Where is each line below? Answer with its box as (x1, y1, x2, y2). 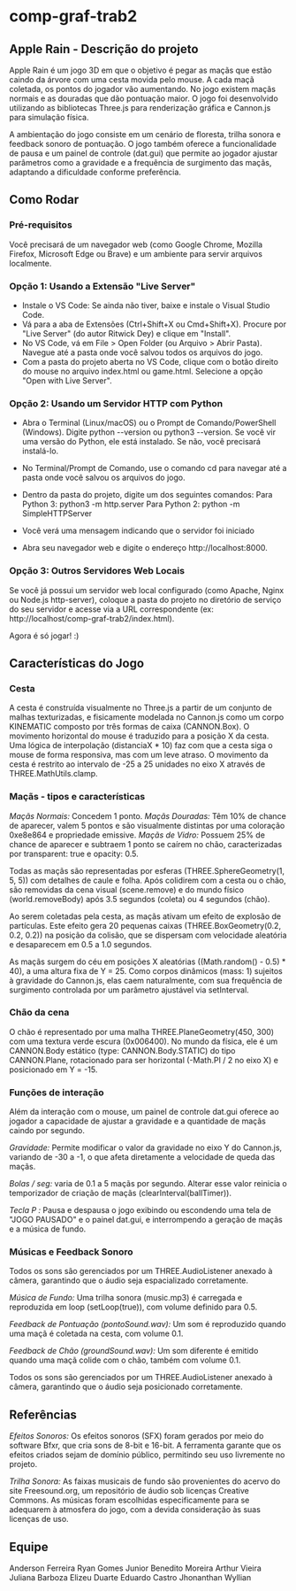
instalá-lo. (21, 445, 59, 457)
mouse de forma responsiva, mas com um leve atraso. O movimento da (9, 750, 269, 761)
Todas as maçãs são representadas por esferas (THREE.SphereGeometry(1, (9, 865, 285, 876)
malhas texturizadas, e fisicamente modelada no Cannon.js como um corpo (9, 712, 285, 722)
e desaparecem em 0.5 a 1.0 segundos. (9, 938, 153, 949)
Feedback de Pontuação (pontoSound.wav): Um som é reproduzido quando (9, 1319, 286, 1330)
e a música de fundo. (9, 1224, 87, 1234)
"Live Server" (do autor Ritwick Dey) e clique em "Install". (21, 328, 231, 338)
